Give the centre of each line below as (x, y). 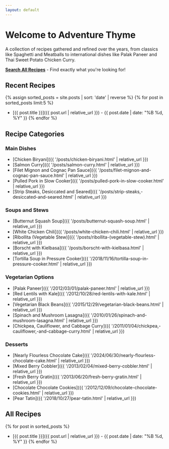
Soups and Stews (27, 210)
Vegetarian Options (30, 277)
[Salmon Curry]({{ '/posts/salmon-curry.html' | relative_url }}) (76, 165)
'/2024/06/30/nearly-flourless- (123, 355)
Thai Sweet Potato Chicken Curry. (40, 60)
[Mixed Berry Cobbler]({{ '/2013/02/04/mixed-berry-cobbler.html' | (82, 366)
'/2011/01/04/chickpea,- (136, 326)
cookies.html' (26, 393)
